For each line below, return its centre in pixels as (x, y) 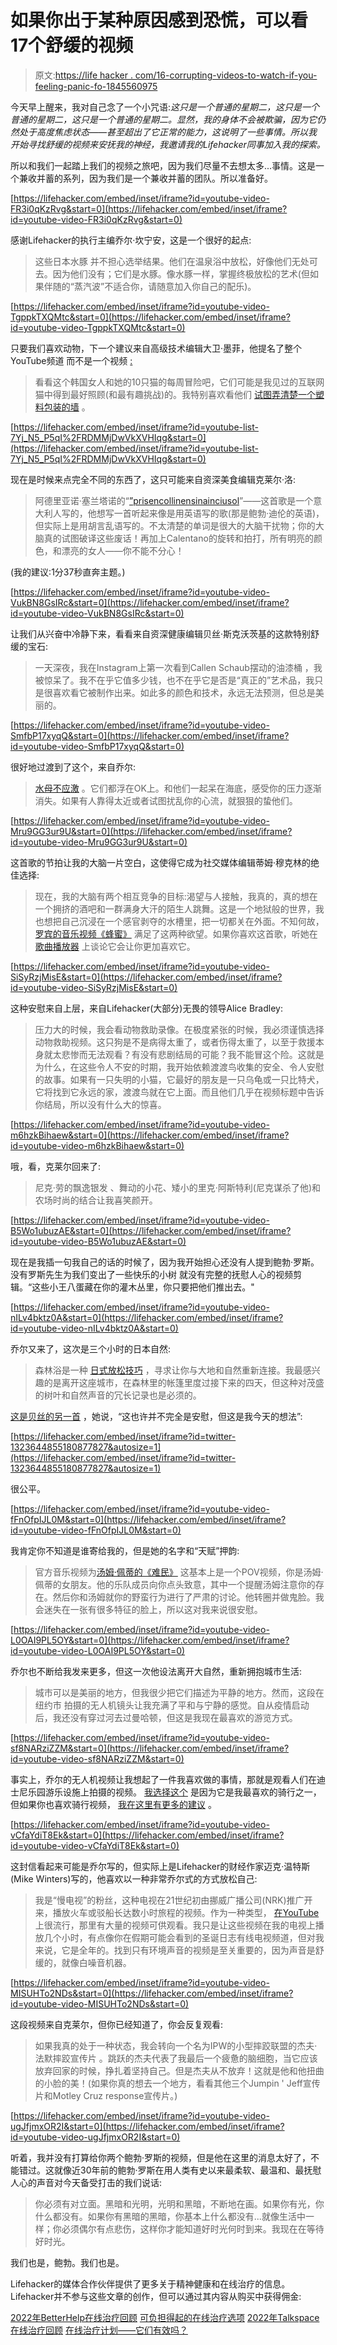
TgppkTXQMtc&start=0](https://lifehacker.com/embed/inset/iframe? (150, 317)
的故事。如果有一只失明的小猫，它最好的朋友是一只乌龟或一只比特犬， (179, 1079)
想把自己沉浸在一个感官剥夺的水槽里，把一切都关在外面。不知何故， (184, 921)
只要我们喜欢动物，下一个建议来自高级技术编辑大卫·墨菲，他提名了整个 (156, 348)
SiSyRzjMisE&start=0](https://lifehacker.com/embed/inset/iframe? (146, 977)
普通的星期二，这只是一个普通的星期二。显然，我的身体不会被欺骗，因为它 (163, 119)
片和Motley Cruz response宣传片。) (106, 2095)
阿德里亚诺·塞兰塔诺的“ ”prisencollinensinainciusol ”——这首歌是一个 (174, 500)
